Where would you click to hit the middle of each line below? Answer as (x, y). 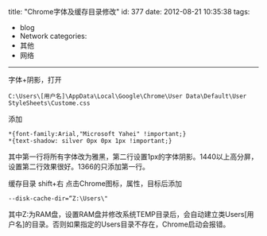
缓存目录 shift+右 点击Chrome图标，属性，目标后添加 (95, 184)
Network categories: (53, 36)
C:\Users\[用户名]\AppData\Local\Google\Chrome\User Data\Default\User (128, 96)
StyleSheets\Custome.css (49, 103)
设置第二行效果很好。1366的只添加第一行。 (79, 166)
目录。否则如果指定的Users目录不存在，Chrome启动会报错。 (131, 224)
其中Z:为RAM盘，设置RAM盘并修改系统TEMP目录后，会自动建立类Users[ (128, 214)
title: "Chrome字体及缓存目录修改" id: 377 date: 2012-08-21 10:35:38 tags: (129, 12)
